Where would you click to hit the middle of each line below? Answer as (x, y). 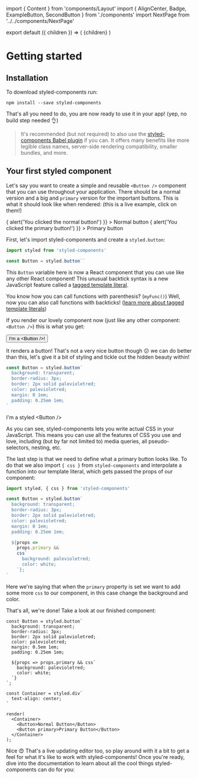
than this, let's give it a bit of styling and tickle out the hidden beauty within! (98, 357)
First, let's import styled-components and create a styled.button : (86, 239)
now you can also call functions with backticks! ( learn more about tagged (95, 302)
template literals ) (27, 309)
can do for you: (56, 769)
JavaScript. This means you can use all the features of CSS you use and (94, 435)
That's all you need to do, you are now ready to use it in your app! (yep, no (97, 114)
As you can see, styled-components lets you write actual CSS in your (90, 429)
